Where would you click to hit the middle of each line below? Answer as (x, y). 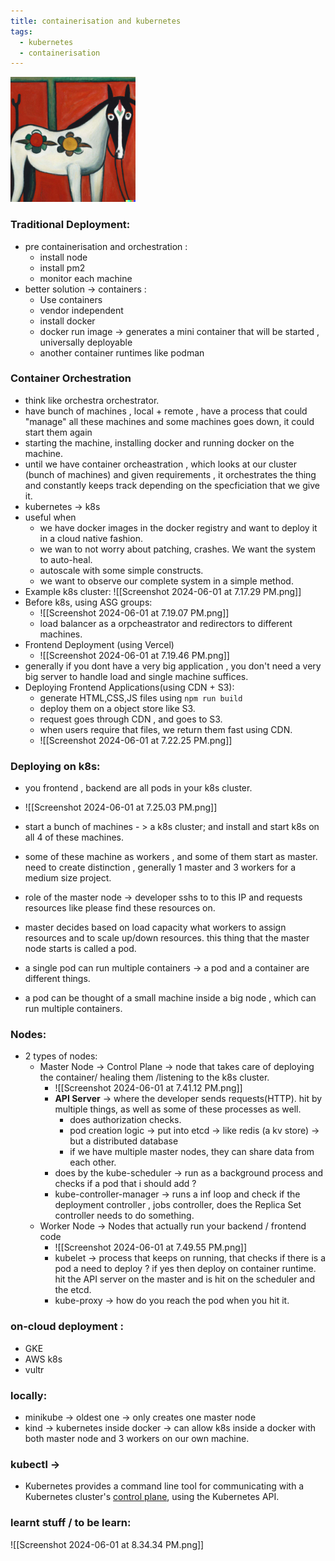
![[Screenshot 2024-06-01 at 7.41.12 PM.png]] (148, 1088)
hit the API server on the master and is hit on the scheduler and (184, 1279)
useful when (50, 517)
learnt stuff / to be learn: (71, 1523)
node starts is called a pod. (80, 949)
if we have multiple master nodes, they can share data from (192, 1152)
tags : (21, 31)
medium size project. (68, 878)
